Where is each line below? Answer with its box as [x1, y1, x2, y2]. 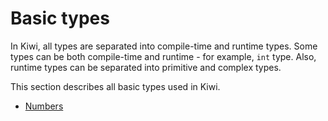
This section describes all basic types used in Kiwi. [10, 80, 221, 92]
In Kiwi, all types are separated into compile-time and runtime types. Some [10, 40, 318, 52]
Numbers [24, 100, 64, 112]
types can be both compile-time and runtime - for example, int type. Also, [10, 50, 317, 62]
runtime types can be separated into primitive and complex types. [10, 61, 282, 73]
